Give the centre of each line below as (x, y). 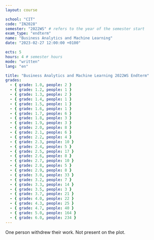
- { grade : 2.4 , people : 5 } (41, 146)
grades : (14, 80)
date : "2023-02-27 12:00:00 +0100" (43, 43)
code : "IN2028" (21, 24)
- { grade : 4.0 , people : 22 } (42, 199)
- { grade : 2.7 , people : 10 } (42, 161)
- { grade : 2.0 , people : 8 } (41, 128)
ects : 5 (14, 52)
